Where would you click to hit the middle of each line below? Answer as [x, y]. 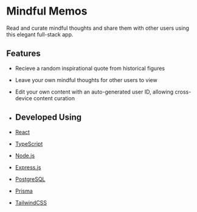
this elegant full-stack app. [40, 34]
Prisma [24, 191]
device [23, 98]
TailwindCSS [31, 202]
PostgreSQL [30, 179]
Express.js [28, 167]
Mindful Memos [47, 11]
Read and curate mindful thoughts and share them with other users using [98, 28]
